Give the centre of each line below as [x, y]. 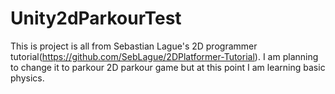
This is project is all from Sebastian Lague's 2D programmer [134, 46]
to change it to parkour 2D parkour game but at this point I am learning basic [168, 67]
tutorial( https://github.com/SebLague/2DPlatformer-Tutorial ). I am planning [164, 56]
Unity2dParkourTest [96, 18]
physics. [27, 78]
